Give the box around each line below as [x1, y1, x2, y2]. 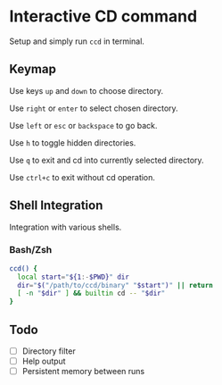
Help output [21, 356, 66, 367]
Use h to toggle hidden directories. [9, 137, 136, 148]
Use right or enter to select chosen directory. [9, 103, 178, 113]
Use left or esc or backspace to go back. [9, 120, 158, 130]
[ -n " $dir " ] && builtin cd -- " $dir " [17, 289, 166, 298]
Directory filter [21, 346, 76, 356]
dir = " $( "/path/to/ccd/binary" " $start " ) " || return [17, 280, 214, 289]
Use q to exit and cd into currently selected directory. [9, 155, 204, 165]
